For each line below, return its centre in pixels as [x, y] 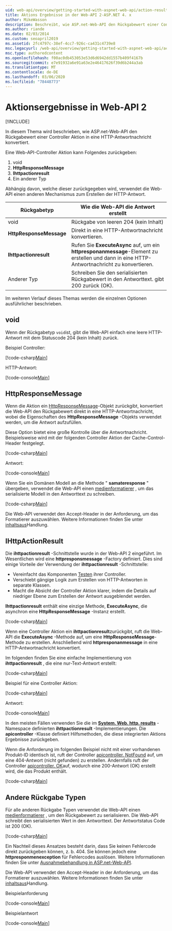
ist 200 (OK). [19, 826]
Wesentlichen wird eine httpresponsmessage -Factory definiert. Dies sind [84, 559]
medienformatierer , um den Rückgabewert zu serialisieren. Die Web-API [82, 815]
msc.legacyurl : [21, 48]
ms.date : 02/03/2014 [27, 34]
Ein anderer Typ [29, 178]
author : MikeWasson [26, 20]
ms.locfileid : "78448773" [33, 82]
